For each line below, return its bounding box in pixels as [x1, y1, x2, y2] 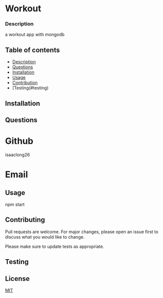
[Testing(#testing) [12, 85, 49, 91]
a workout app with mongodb [5, 31, 65, 37]
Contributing [5, 216, 45, 224]
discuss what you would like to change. [5, 234, 85, 240]
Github [5, 135, 33, 147]
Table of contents [5, 46, 60, 54]
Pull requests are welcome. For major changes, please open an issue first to [5, 229, 159, 235]
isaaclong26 [5, 152, 30, 158]
